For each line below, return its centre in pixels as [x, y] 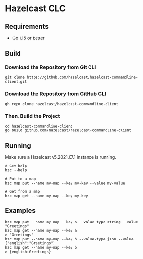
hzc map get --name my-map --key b [41, 247]
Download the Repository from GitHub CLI [55, 94]
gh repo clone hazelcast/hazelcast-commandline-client [62, 104]
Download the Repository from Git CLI [51, 67]
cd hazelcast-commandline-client [39, 126]
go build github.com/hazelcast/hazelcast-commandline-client [68, 130]
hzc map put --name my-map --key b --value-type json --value [69, 239]
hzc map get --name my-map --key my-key [47, 196]
